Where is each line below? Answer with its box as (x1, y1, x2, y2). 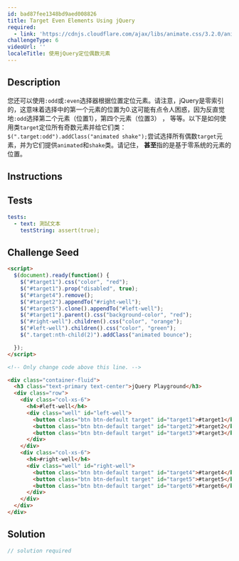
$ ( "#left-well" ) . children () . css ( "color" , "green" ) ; (20, 325, 176, 332)
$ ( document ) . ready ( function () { (14, 272, 110, 279)
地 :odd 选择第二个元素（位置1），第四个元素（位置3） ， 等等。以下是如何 (7, 114, 221, 122)
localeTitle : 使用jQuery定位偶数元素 (7, 50, 111, 58)
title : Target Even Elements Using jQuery (7, 17, 135, 24)
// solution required (7, 547, 72, 555)
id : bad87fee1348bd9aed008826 (7, 10, 97, 18)
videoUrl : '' (7, 43, 46, 50)
